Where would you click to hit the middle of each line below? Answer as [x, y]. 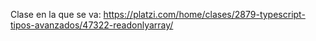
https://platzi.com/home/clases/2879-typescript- [204, 14]
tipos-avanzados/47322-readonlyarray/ [92, 25]
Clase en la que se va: [56, 14]
